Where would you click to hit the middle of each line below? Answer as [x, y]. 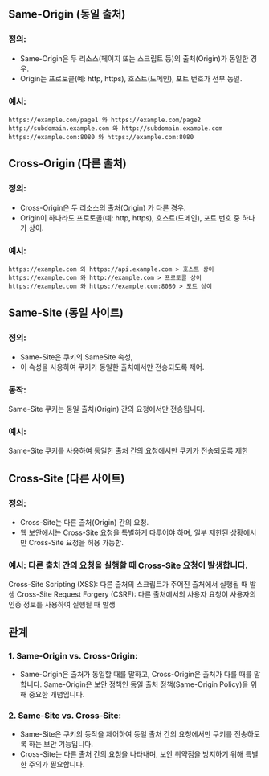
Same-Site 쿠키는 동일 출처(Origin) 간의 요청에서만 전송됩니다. [107, 409]
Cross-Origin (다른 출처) [67, 164]
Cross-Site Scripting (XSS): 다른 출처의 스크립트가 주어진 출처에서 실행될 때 [128, 585]
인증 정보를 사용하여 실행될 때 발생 [62, 605]
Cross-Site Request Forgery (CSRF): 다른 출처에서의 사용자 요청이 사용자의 [137, 594]
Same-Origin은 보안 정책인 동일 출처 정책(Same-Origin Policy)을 [146, 684]
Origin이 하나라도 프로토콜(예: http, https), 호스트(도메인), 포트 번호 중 [130, 218]
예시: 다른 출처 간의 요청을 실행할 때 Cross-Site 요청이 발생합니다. [128, 565]
